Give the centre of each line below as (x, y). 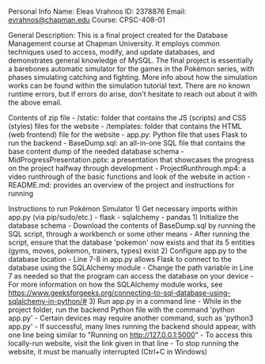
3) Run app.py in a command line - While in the (165, 301)
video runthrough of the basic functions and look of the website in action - (129, 176)
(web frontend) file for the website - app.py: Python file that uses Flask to (128, 135)
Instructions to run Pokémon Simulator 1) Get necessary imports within (123, 209)
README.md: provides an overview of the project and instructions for (121, 185)
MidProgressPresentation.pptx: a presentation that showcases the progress (131, 160)
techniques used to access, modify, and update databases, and (112, 52)
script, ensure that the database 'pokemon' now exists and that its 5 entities (132, 242)
